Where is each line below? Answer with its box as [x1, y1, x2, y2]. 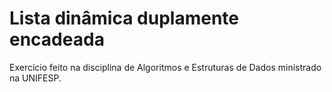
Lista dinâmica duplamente [9, 7, 239, 30]
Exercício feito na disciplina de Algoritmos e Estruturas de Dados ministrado [9, 61, 322, 73]
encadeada [9, 28, 105, 51]
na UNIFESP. [9, 72, 62, 84]
